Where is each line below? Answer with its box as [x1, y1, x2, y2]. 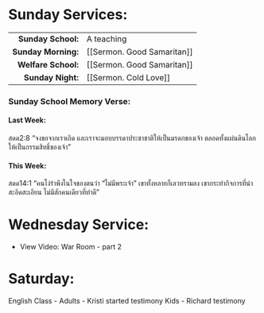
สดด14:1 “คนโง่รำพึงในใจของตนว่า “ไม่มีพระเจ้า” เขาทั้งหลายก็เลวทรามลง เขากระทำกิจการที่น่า [8, 179, 254, 188]
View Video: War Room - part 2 [19, 242, 122, 252]
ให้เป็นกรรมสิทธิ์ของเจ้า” [8, 142, 72, 152]
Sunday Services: [8, 6, 128, 24]
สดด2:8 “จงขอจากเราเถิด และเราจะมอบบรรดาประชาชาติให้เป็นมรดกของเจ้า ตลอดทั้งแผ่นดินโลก [8, 133, 256, 143]
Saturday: [8, 270, 75, 288]
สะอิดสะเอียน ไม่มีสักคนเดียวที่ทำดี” [8, 187, 100, 197]
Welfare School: [17, 59, 80, 70]
